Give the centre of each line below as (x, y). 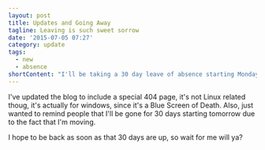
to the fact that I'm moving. (52, 122)
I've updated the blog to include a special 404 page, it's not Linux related (127, 96)
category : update (37, 45)
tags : (17, 52)
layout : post (30, 15)
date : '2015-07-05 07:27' (50, 37)
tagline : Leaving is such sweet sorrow (74, 30)
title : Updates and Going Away (60, 23)
